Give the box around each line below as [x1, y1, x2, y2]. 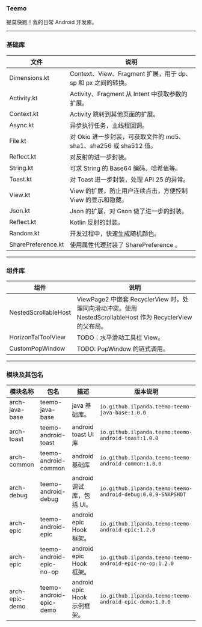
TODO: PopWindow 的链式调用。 [76, 344, 170, 353]
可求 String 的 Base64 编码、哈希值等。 [70, 164, 182, 172]
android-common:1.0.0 [100, 461, 162, 467]
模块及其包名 [6, 371, 44, 379]
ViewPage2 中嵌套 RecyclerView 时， [76, 295, 183, 303]
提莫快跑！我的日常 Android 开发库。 [6, 19, 97, 26]
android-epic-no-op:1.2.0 [100, 560, 174, 567]
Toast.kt [9, 175, 32, 183]
